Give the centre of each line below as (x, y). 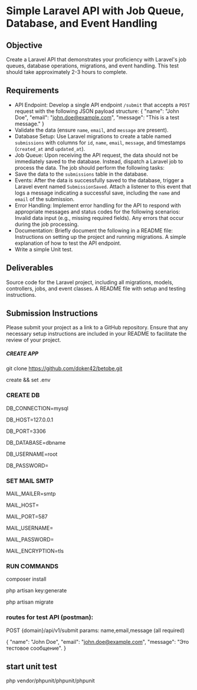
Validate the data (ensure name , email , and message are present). (91, 130)
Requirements (32, 91)
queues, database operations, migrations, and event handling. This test (92, 66)
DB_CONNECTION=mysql (37, 408)
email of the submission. (45, 199)
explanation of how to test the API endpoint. (68, 243)
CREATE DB (23, 396)
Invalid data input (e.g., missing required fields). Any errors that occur (99, 218)
